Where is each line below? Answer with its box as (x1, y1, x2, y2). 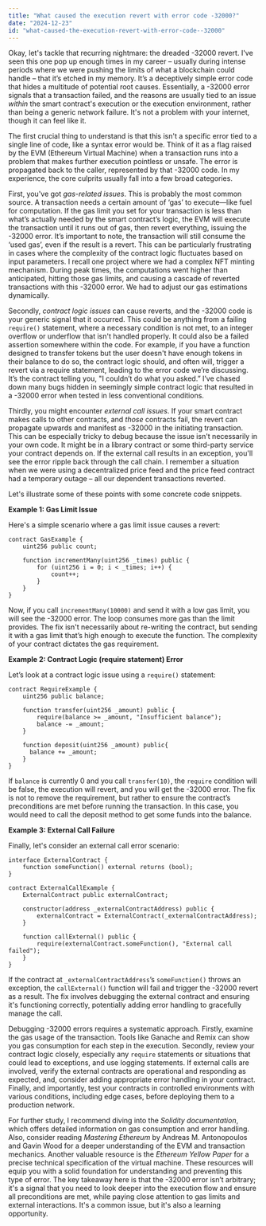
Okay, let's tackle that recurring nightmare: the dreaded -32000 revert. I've (8, 49, 254, 58)
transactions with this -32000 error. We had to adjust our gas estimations (8, 282, 248, 292)
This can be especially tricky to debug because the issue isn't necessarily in (8, 432, 258, 441)
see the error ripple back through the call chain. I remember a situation (8, 457, 240, 467)
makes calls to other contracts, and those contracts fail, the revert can (8, 415, 238, 425)
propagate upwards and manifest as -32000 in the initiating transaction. (8, 423, 244, 433)
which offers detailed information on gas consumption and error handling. (8, 1124, 250, 1134)
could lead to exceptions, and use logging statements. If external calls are (8, 1058, 250, 1067)
